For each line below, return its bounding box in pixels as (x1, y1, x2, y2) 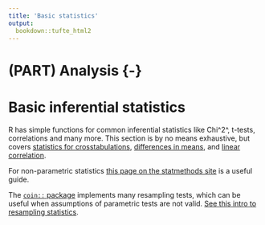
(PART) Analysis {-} (8, 61, 142, 80)
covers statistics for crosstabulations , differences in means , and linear (8, 141, 241, 151)
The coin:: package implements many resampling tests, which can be (8, 190, 241, 199)
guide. (8, 174, 30, 184)
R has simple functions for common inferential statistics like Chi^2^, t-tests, (8, 125, 255, 134)
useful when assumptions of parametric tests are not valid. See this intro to (8, 198, 257, 208)
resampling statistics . (8, 207, 79, 217)
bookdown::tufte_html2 (15, 27, 92, 35)
